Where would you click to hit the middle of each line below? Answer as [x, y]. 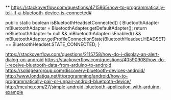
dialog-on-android [25, 60]
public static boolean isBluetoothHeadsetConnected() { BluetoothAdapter [82, 23]
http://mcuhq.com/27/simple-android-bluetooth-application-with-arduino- [83, 87]
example [14, 92]
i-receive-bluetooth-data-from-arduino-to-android [58, 65]
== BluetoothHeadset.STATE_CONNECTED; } [53, 44]
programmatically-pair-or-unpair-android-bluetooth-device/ [68, 81]
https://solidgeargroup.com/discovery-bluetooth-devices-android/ [75, 70]
